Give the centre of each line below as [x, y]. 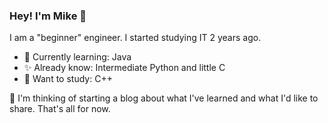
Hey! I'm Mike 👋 [48, 16]
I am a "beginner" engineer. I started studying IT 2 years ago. [135, 38]
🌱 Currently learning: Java [77, 57]
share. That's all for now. [60, 109]
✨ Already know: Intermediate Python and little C [124, 68]
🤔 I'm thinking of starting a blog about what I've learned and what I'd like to [164, 98]
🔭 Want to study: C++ [68, 79]
